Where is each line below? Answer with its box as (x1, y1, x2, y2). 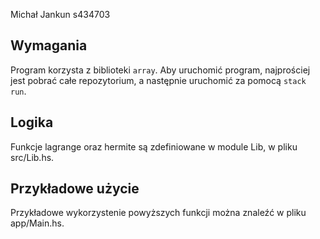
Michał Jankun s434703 (10, 9, 111, 20)
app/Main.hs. (10, 217, 65, 229)
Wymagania (10, 37, 88, 54)
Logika (10, 114, 54, 131)
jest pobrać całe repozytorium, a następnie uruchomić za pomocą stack (10, 74, 307, 86)
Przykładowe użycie (10, 180, 140, 198)
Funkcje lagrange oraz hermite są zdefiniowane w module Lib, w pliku (10, 140, 298, 153)
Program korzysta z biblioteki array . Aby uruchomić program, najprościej (10, 64, 311, 76)
